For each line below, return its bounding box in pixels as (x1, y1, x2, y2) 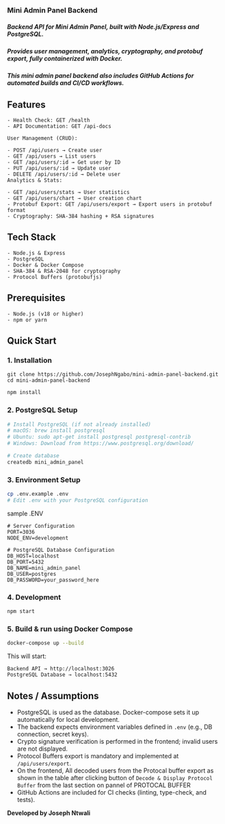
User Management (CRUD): (7, 135, 78, 142)
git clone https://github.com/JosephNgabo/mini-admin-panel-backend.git (7, 371, 219, 378)
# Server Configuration (7, 522, 75, 529)
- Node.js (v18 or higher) (7, 311, 84, 317)
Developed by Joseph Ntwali (7, 809, 91, 817)
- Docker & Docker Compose (7, 261, 84, 269)
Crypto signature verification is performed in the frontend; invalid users (16, 738, 218, 746)
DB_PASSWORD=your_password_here (7, 577, 99, 583)
